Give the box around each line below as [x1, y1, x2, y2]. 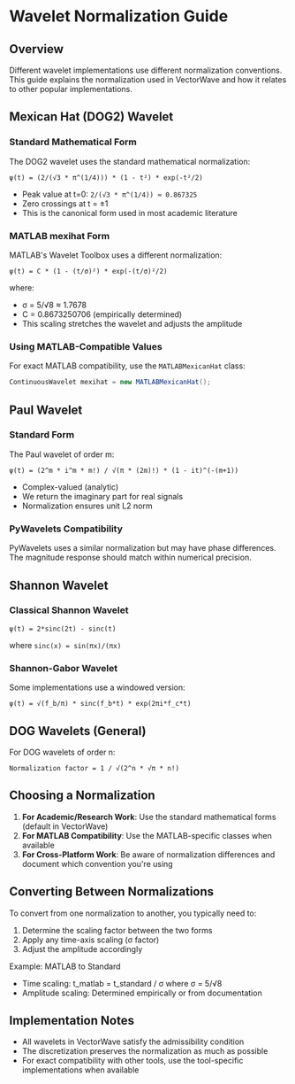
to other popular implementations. [9, 84, 132, 94]
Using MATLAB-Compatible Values [9, 340, 163, 352]
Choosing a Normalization [9, 788, 156, 803]
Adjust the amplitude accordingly [21, 943, 143, 954]
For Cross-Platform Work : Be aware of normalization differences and [21, 848, 276, 860]
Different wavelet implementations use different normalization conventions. [9, 65, 283, 75]
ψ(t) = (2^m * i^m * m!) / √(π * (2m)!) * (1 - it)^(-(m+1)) [9, 466, 239, 475]
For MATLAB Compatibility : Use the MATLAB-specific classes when [21, 830, 272, 840]
